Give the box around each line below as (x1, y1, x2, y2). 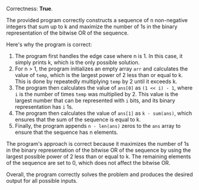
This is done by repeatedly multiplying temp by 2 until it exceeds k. (14, 78, 178, 85)
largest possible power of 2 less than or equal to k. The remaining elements (6, 153, 191, 160)
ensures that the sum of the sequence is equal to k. (14, 116, 141, 123)
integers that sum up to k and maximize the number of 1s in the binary (6, 23, 178, 30)
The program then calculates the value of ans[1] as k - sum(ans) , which (14, 110, 192, 117)
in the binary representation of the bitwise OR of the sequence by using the (6, 146, 191, 154)
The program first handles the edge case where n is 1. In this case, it (14, 53, 183, 59)
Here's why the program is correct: (6, 41, 92, 48)
